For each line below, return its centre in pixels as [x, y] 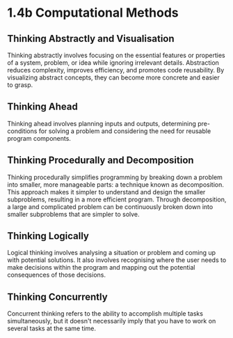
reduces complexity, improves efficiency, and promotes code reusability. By [116, 70]
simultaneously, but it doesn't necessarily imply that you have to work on [112, 321]
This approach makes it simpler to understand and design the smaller [106, 192]
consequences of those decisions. [57, 275]
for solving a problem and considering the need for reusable [125, 131]
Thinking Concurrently [57, 297]
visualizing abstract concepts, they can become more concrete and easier [114, 77]
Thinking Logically [48, 236]
